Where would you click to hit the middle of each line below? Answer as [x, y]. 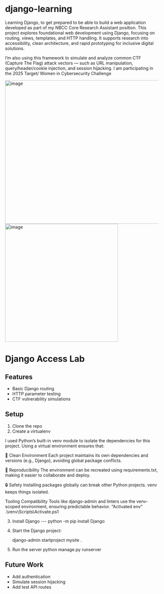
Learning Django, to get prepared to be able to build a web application [76, 22]
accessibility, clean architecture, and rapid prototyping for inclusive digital [79, 43]
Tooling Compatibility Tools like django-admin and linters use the [70, 501]
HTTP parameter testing [36, 394]
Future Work [24, 565]
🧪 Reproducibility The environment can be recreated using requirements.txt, [82, 470]
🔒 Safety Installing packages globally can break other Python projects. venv [81, 485]
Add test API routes [32, 587]
